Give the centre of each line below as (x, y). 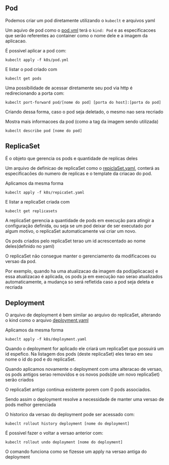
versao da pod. (21, 261)
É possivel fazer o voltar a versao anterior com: (54, 433)
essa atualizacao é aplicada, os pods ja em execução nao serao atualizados (84, 276)
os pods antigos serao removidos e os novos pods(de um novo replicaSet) (82, 374)
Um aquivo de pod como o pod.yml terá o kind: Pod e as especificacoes (81, 30)
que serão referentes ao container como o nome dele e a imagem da (76, 35)
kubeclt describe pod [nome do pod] (44, 130)
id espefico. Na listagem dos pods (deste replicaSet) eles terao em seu (79, 354)
